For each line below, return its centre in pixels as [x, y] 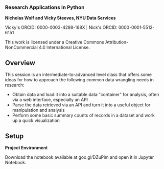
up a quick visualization [36, 121]
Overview [20, 63]
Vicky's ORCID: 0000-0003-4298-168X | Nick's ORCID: [61, 27]
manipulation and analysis [38, 110]
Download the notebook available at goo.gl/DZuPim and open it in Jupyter [80, 157]
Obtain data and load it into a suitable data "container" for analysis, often [85, 95]
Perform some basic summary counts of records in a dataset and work [83, 115]
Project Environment [26, 147]
